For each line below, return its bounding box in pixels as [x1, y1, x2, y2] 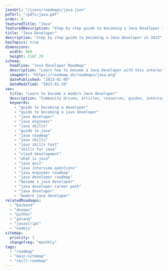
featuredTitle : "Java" [5, 21, 52, 26]
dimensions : [5, 44, 30, 49]
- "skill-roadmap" [9, 258, 48, 263]
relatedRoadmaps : [5, 198, 41, 203]
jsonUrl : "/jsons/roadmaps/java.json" [5, 7, 86, 12]
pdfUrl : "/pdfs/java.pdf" [5, 12, 59, 17]
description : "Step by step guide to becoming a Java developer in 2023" [5, 35, 162, 40]
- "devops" [9, 207, 32, 212]
